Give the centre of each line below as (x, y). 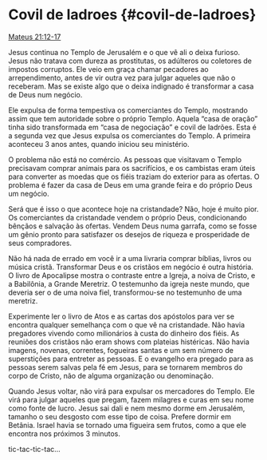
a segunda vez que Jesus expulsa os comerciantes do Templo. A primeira (130, 135)
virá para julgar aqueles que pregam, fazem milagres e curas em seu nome (131, 399)
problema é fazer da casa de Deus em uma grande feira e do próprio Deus (130, 184)
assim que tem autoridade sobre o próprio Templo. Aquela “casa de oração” (133, 118)
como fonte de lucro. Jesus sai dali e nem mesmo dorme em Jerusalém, (127, 408)
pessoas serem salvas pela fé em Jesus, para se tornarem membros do (126, 367)
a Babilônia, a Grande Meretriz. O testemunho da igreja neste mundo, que (129, 284)
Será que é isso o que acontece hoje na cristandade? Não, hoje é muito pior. (133, 208)
